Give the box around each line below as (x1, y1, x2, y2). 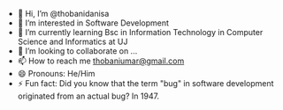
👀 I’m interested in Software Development (17, 18, 170, 28)
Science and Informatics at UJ (17, 36, 128, 47)
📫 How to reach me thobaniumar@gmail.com (17, 55, 185, 66)
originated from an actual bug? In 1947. (17, 91, 160, 101)
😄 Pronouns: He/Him (17, 69, 96, 78)
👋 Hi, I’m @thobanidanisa (17, 9, 110, 18)
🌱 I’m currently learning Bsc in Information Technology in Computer (17, 27, 264, 37)
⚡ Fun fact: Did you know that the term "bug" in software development (17, 78, 274, 88)
